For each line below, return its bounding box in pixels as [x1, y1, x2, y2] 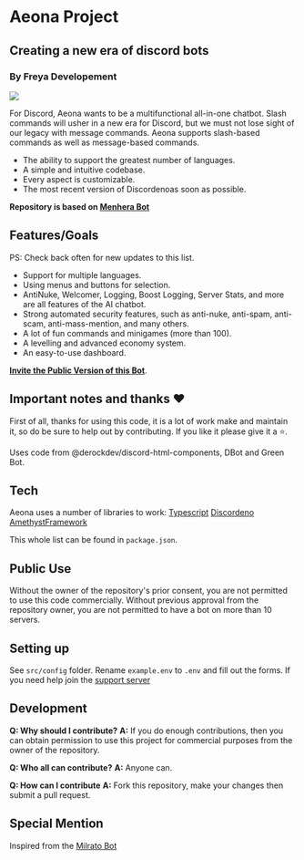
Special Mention [9, 816, 104, 832]
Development [9, 700, 88, 717]
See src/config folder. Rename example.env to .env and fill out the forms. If [9, 664, 291, 676]
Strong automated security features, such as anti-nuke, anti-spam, [22, 308, 273, 319]
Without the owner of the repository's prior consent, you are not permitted [9, 585, 289, 596]
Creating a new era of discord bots [9, 43, 209, 58]
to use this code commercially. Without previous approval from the [9, 595, 259, 606]
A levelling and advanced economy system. [22, 337, 187, 348]
